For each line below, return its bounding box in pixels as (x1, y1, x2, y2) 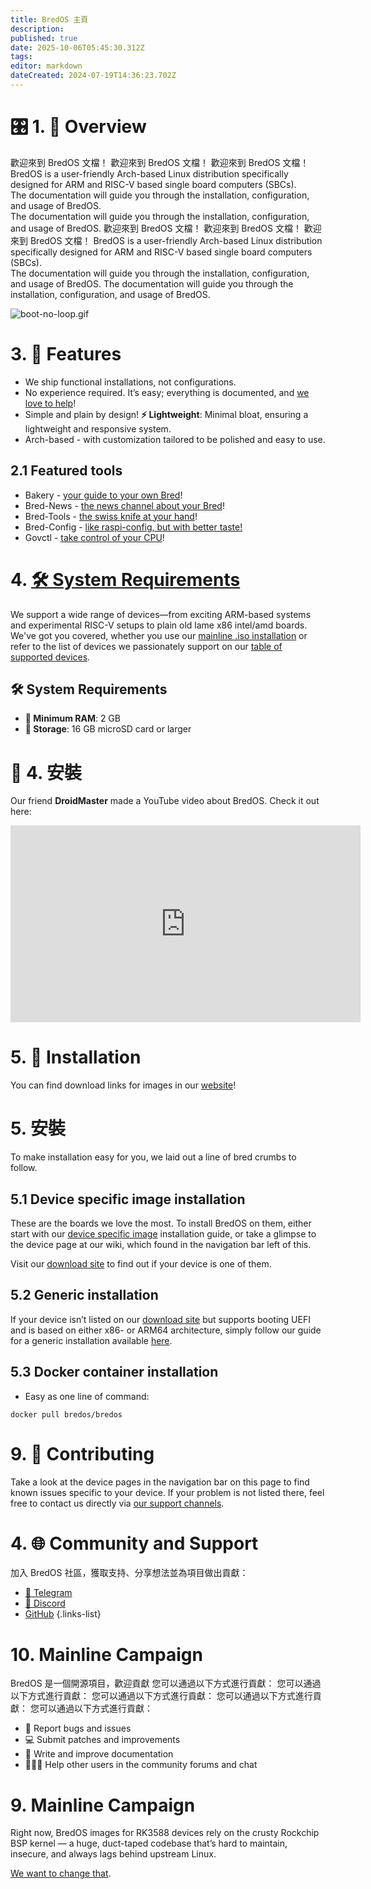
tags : (10, 52, 33, 62)
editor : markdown (10, 61, 83, 71)
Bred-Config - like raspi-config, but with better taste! (24, 521, 243, 533)
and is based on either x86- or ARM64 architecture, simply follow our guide (10, 1324, 322, 1336)
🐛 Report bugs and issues (24, 1722, 132, 1735)
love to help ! (24, 397, 77, 409)
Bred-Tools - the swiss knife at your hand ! (24, 510, 198, 522)
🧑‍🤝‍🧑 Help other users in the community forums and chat (24, 1759, 258, 1771)
